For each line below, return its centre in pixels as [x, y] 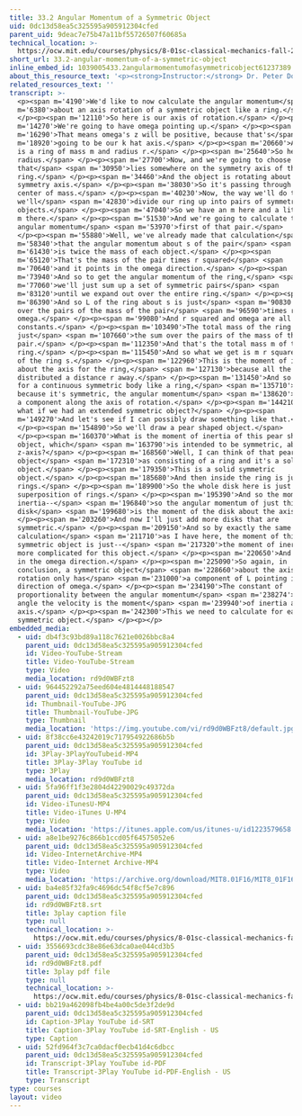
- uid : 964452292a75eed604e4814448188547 [96, 687]
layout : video [36, 1097]
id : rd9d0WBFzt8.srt [64, 904]
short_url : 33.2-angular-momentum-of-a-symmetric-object [118, 59]
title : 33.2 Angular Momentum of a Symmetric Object [110, 18]
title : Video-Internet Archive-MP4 [92, 863]
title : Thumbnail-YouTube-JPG [82, 712]
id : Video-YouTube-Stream [74, 653]
